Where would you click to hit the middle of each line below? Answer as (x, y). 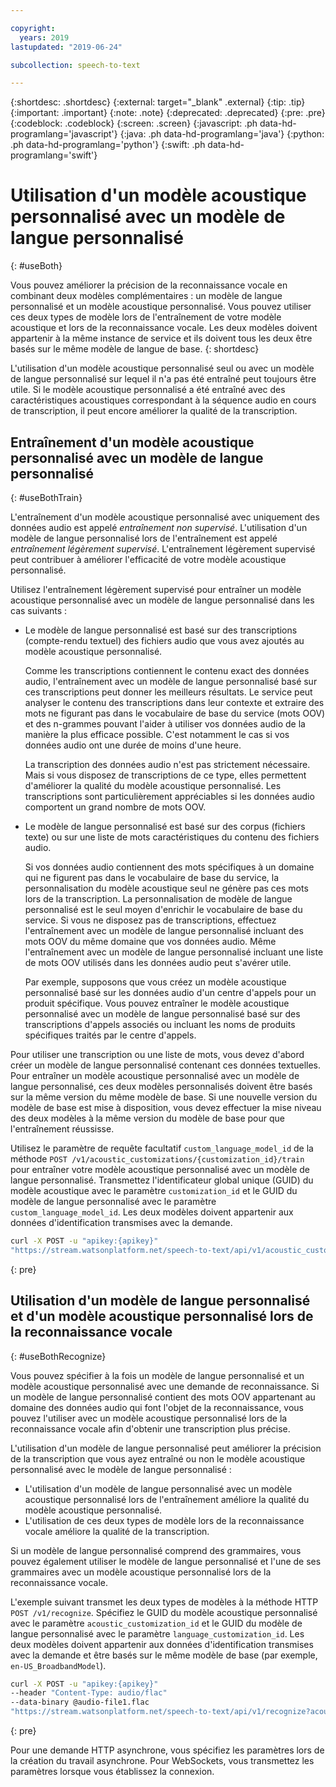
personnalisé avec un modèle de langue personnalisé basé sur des (162, 1014)
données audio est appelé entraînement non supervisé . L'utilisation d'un (159, 527)
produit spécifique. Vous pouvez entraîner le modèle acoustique (157, 1003)
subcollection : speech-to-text (75, 65)
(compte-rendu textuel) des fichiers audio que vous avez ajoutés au (164, 640)
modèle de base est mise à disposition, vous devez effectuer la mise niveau (166, 1107)
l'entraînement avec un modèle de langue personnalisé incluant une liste (174, 952)
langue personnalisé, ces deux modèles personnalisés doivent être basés (161, 1086)
